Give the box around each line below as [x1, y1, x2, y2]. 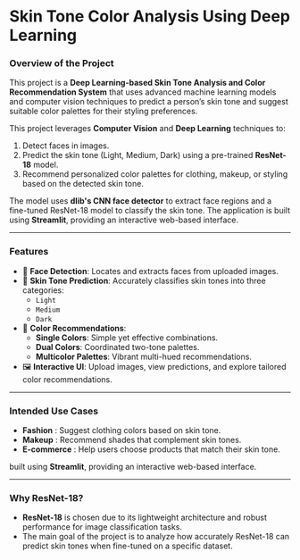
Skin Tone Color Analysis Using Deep [9, 6, 290, 27]
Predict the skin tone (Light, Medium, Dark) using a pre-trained [21, 150, 254, 161]
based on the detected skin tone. [21, 179, 145, 189]
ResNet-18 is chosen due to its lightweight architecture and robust [21, 512, 268, 523]
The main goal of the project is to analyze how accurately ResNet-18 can [21, 531, 290, 542]
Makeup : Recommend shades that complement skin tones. [21, 435, 242, 446]
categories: [21, 284, 64, 296]
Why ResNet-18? [9, 492, 84, 504]
